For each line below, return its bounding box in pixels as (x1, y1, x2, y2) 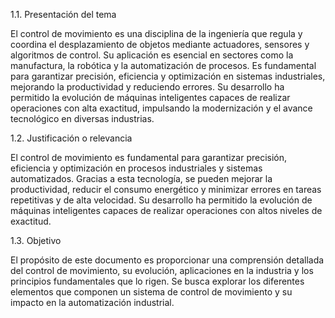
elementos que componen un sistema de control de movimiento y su (10, 286, 293, 298)
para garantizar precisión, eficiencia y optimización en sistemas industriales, (10, 70, 326, 82)
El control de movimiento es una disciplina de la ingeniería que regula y (10, 28, 303, 39)
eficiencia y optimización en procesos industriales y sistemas (10, 162, 263, 174)
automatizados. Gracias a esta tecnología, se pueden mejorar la (10, 173, 273, 184)
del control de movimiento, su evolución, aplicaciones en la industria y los (10, 265, 314, 276)
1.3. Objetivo (10, 235, 62, 246)
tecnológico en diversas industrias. (10, 113, 155, 124)
